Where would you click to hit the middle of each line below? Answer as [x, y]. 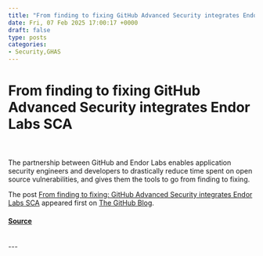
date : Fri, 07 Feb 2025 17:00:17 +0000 [73, 23]
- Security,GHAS [34, 52]
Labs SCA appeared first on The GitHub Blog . [81, 203]
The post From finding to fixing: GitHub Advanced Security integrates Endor [130, 194]
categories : [27, 45]
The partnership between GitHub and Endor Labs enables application [120, 163]
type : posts [27, 37]
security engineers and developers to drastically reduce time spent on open [130, 170]
